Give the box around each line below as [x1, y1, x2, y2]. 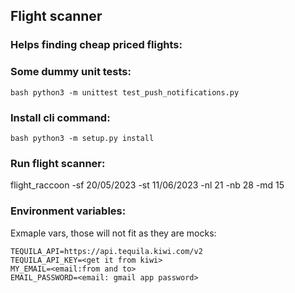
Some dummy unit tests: [10, 65, 132, 79]
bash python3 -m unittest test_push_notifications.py [10, 87, 240, 98]
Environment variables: [10, 204, 127, 218]
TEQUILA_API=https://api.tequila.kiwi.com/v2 [10, 246, 203, 256]
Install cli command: [10, 110, 111, 124]
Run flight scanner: [10, 156, 106, 170]
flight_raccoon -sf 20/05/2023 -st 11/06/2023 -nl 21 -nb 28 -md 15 [10, 179, 285, 191]
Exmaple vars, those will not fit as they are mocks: [10, 227, 217, 239]
